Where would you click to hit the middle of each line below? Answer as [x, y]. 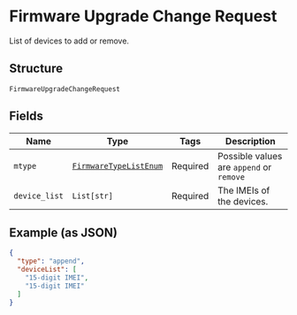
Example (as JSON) [63, 232]
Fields [27, 116]
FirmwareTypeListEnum [118, 166]
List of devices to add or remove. [69, 41]
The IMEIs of [244, 190]
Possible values [250, 156]
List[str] [92, 196]
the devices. [243, 201]
